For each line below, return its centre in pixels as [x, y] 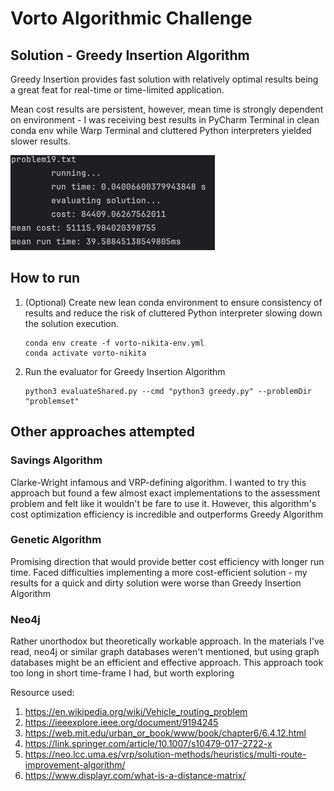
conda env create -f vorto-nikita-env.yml [114, 343]
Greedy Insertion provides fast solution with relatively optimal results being [164, 79]
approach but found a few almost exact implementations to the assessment [165, 493]
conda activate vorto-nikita [85, 353]
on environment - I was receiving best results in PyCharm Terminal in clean [165, 120]
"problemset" [52, 401]
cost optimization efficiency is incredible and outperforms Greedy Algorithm [166, 514]
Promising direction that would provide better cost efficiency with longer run [167, 561]
